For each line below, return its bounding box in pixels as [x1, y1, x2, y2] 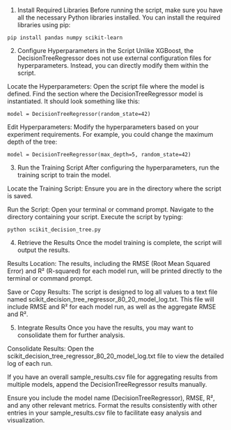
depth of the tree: [7, 138, 58, 146]
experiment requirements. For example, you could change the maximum [7, 131, 214, 138]
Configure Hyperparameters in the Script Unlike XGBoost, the [17, 47, 193, 54]
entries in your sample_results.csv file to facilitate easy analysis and [7, 408, 202, 417]
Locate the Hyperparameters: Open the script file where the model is [7, 82, 205, 90]
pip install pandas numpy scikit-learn [7, 34, 123, 41]
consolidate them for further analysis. [17, 331, 125, 339]
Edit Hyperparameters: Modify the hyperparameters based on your [7, 123, 200, 131]
